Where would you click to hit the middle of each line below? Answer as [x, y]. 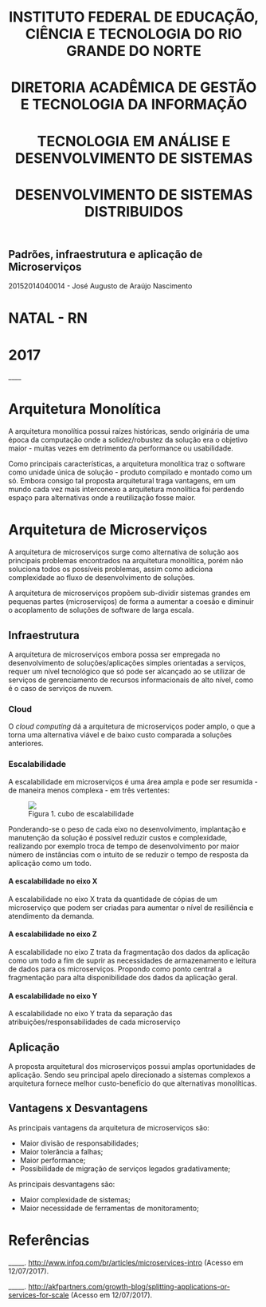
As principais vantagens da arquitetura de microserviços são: [109, 1127]
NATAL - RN [48, 318]
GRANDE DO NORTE [134, 51]
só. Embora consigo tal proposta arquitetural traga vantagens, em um [122, 481]
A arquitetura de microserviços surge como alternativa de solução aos [123, 552]
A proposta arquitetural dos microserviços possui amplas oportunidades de [132, 1066]
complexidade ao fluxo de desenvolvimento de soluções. [102, 578]
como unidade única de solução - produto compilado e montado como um [130, 472]
